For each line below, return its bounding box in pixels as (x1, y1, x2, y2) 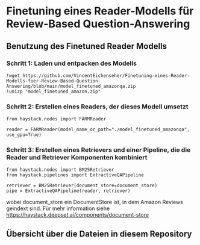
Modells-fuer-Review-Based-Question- (6, 78, 101, 84)
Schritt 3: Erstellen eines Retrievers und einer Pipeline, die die (6, 146, 191, 154)
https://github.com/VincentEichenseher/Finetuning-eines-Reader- (22, 72, 190, 79)
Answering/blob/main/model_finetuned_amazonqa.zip (6, 83, 136, 89)
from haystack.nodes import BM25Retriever (6, 167, 114, 173)
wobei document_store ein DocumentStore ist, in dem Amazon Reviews (6, 199, 184, 206)
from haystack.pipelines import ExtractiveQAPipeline (6, 172, 145, 178)
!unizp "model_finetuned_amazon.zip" (6, 88, 101, 95)
